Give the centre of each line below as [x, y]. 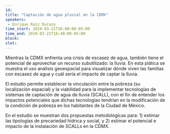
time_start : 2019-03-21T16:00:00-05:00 [48, 29]
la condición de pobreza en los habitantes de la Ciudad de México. [75, 105]
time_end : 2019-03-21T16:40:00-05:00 [45, 34]
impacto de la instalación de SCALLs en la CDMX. [57, 126]
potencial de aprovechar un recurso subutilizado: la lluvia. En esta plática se [85, 63]
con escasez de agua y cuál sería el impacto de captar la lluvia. [72, 74]
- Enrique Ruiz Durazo [32, 24]
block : [12, 39]
